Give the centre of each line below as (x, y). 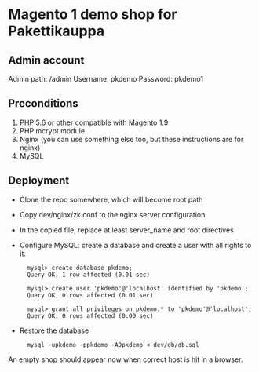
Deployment (39, 181)
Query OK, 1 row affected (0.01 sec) (89, 275)
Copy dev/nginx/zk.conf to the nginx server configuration (112, 214)
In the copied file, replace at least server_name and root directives (126, 230)
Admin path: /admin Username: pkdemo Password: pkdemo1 (106, 79)
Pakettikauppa (56, 31)
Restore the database (54, 330)
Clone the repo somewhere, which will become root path (111, 199)
